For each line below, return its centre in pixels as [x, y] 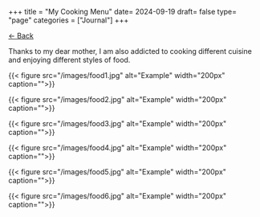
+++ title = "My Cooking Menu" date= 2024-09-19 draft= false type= [122, 12]
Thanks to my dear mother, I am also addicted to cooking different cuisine [130, 51]
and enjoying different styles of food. [69, 60]
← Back [21, 36]
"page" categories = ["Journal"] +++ [69, 20]
